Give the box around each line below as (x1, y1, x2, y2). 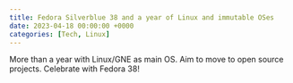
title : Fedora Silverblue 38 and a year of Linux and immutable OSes (9, 12, 275, 22)
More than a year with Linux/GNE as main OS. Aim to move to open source (9, 54, 284, 65)
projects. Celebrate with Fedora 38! (9, 63, 141, 74)
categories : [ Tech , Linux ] (9, 29, 110, 38)
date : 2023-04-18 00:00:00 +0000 (9, 21, 134, 30)
